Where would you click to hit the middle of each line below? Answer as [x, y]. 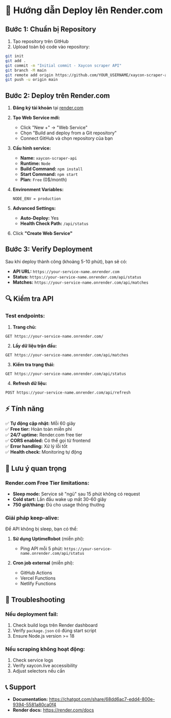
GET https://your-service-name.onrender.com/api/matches [67, 355]
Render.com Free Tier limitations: [47, 483]
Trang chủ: [24, 327]
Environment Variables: [38, 190]
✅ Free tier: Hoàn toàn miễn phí [39, 429]
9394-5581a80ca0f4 [34, 705]
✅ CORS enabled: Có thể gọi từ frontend [48, 441]
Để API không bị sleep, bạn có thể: [41, 529]
